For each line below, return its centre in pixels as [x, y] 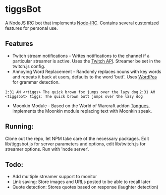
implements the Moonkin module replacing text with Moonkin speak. [82, 111]
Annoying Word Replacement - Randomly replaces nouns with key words [87, 71]
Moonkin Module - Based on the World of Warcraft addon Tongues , [81, 106]
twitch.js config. [29, 66]
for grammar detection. [36, 82]
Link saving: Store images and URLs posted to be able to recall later [81, 182]
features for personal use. [31, 28]
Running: [20, 127]
